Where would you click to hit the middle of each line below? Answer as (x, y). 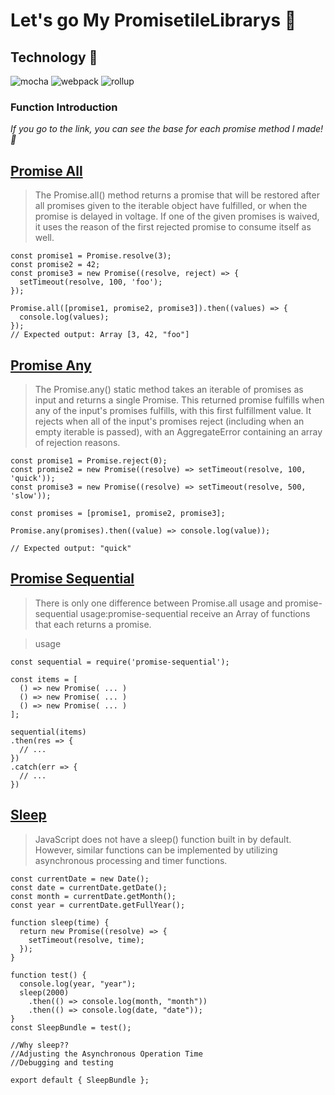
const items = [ (44, 679)
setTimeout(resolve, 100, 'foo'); (91, 282)
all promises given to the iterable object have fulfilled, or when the (171, 206)
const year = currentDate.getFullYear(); (98, 905)
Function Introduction (64, 107)
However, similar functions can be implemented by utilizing (156, 850)
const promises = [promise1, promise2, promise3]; (118, 513)
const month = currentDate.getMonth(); (93, 896)
